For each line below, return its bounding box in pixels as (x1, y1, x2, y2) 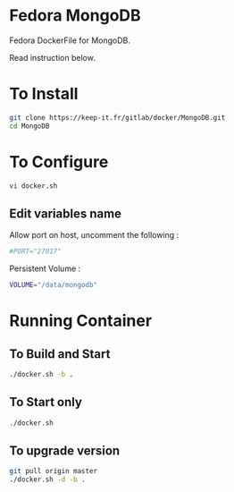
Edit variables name (9, 206, 122, 221)
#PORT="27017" (9, 247, 63, 256)
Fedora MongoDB (9, 5, 141, 26)
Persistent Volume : (9, 263, 81, 274)
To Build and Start (9, 346, 111, 361)
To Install (9, 84, 79, 104)
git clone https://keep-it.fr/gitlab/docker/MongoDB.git (9, 113, 226, 122)
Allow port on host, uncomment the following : (9, 230, 180, 241)
